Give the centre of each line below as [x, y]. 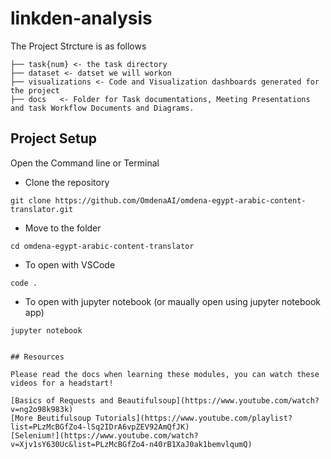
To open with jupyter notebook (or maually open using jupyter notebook [172, 301]
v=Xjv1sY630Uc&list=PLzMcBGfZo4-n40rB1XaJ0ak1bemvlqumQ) [131, 444]
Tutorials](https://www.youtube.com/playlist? [194, 418]
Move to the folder [63, 228]
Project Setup [54, 138]
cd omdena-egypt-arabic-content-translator [102, 246]
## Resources [37, 357]
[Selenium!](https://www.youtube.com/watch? [104, 435]
